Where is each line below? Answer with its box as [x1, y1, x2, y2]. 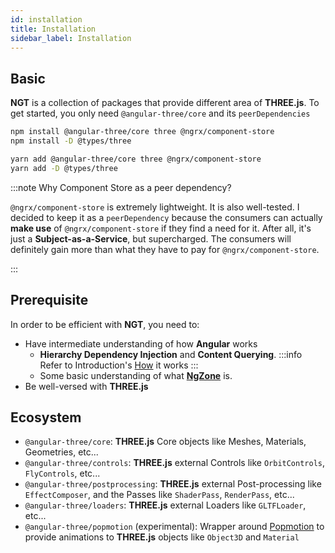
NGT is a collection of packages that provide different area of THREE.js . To [10, 97, 320, 109]
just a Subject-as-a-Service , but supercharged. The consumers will [10, 232, 292, 245]
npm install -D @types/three [10, 136, 132, 146]
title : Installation [10, 24, 97, 34]
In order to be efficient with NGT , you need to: [10, 318, 200, 330]
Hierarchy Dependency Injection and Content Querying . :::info [39, 348, 303, 360]
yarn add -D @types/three [10, 163, 118, 173]
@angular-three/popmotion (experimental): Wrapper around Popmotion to [24, 521, 325, 533]
